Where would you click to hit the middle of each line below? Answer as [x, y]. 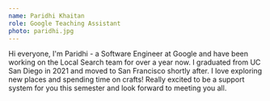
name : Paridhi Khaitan [46, 16]
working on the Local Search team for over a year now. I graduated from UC [135, 62]
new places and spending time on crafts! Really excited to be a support [127, 80]
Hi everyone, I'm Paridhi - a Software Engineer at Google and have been [129, 54]
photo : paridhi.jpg [41, 31]
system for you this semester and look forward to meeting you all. [118, 88]
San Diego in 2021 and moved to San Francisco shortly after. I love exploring [135, 71]
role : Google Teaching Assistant [65, 23]
